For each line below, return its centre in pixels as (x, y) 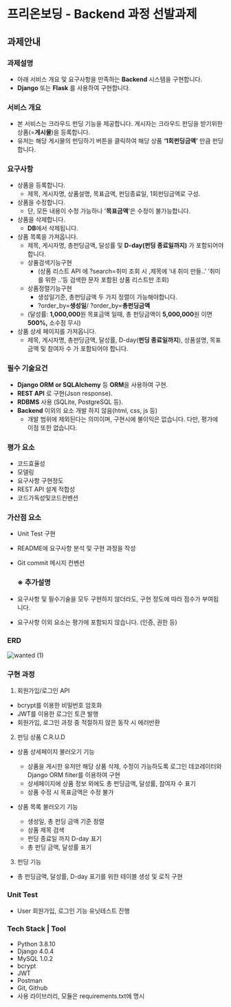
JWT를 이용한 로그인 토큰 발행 (58, 714)
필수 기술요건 (27, 368)
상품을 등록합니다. (41, 185)
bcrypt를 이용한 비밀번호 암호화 (59, 706)
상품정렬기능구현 (49, 288)
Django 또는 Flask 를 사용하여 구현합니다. (74, 87)
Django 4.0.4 (35, 951)
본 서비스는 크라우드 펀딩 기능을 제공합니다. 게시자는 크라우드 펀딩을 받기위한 (120, 124)
